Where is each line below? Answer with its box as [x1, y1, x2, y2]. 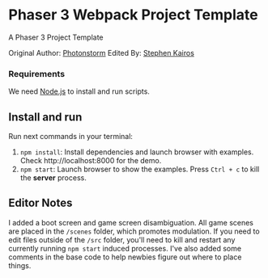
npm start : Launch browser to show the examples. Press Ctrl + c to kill [19, 164, 260, 175]
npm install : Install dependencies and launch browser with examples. [19, 147, 254, 157]
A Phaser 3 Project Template [8, 32, 104, 42]
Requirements [8, 68, 66, 79]
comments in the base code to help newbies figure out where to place [8, 252, 242, 262]
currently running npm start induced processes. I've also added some [8, 243, 241, 253]
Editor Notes [8, 196, 73, 210]
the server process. [19, 173, 87, 183]
